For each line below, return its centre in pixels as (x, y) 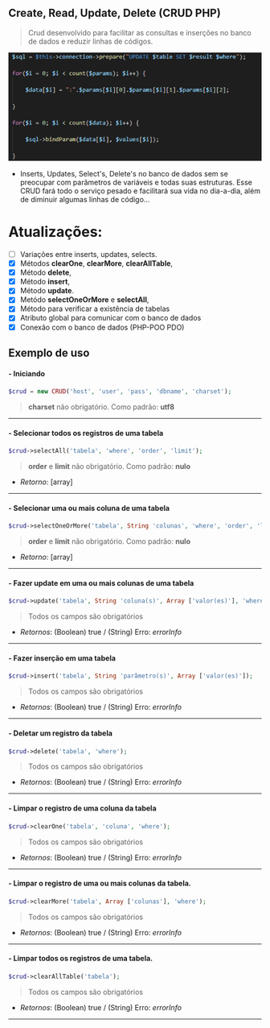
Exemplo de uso (49, 352)
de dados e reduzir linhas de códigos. (90, 41)
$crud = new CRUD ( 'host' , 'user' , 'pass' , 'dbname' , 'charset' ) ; (120, 392)
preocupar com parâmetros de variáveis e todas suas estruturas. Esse (136, 182)
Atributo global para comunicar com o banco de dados (110, 318)
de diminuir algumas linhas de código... (85, 200)
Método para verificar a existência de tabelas (95, 309)
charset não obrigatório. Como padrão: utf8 (101, 407)
